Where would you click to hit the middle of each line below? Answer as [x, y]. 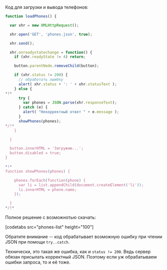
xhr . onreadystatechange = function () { [51, 52]
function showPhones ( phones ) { [38, 171]
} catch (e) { [33, 107]
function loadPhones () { [31, 16]
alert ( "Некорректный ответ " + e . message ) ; [71, 112]
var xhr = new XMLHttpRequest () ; [44, 25]
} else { [23, 89]
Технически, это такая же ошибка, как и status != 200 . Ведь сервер [78, 252]
